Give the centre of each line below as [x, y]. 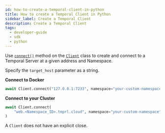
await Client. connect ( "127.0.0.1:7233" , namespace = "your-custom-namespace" [84, 89]
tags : [11, 28]
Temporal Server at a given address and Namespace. [59, 61]
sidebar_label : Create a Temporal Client [48, 19]
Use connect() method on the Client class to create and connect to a [75, 55]
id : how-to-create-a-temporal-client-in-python [55, 10]
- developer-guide [28, 32]
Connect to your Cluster [30, 98]
